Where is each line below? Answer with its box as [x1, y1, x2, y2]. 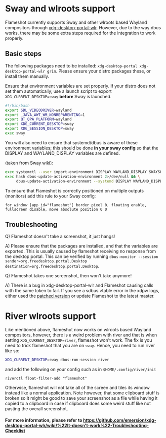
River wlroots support [5, 311, 96, 321]
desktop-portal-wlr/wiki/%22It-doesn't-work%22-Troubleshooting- [5, 422, 149, 428]
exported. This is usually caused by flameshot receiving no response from [5, 249, 156, 254]
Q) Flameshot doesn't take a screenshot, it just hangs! [5, 234, 115, 240]
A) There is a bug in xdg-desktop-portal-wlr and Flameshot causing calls [5, 282, 154, 288]
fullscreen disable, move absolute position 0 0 [5, 207, 107, 212]
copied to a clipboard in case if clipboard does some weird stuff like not [5, 400, 151, 407]
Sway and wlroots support [5, 3, 115, 14]
